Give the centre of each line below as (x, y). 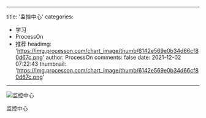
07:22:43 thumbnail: (40, 64)
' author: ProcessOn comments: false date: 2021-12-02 (112, 57)
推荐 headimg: (33, 44)
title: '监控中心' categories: (40, 17)
